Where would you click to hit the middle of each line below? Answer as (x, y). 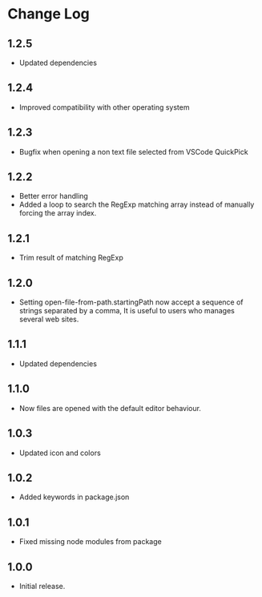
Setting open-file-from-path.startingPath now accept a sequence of (131, 302)
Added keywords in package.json (74, 497)
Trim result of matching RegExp (71, 258)
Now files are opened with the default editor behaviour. (110, 408)
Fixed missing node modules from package (90, 542)
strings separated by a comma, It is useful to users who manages (127, 311)
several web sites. (49, 319)
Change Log (48, 14)
